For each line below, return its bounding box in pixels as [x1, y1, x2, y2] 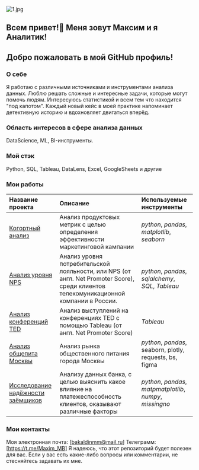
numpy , [141, 392, 163, 401]
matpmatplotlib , [141, 385, 185, 393]
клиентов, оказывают [59, 399, 121, 408]
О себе [6, 70, 27, 78]
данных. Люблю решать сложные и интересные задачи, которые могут [6, 90, 188, 97]
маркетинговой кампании [59, 242, 134, 250]
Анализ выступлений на [59, 306, 129, 315]
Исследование [9, 381, 52, 389]
